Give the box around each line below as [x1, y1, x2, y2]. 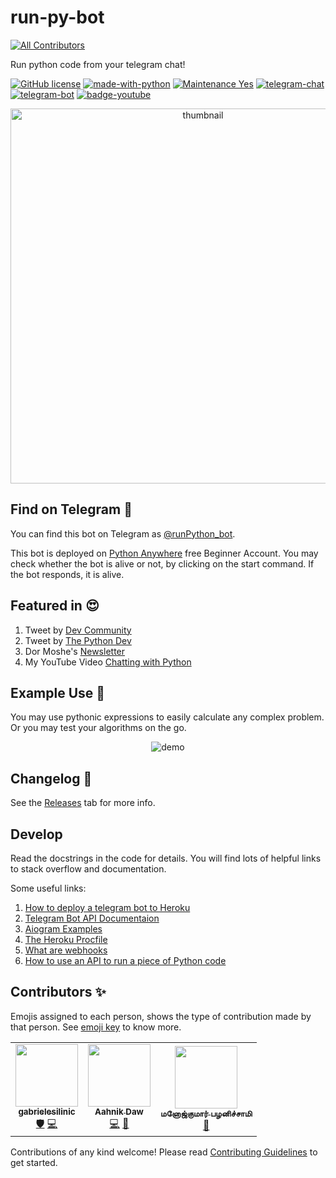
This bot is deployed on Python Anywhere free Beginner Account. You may [10, 547, 319, 559]
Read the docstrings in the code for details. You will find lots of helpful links [10, 852, 322, 864]
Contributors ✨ [10, 984, 107, 1001]
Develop [10, 826, 63, 843]
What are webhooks [24, 944, 108, 956]
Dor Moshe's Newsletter [24, 645, 126, 657]
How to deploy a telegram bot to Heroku [24, 902, 191, 913]
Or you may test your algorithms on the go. [10, 722, 187, 734]
